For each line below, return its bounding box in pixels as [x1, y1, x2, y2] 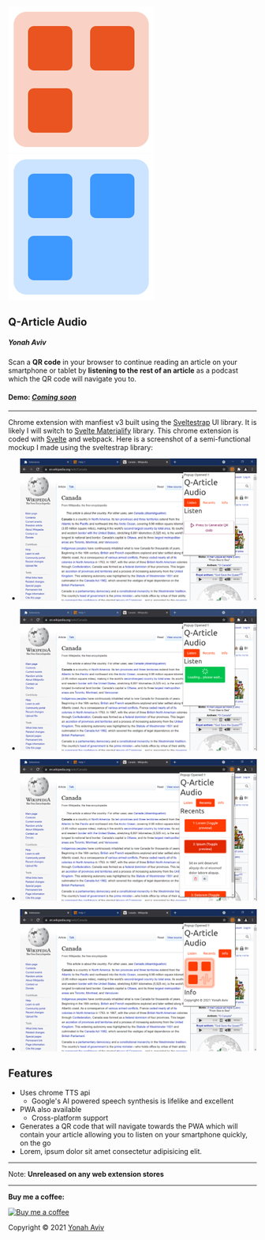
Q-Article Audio [8, 315, 88, 329]
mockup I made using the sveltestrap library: [8, 442, 154, 452]
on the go [19, 1138, 51, 1148]
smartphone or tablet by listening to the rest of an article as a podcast [8, 366, 239, 375]
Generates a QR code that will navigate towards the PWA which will [19, 1121, 238, 1131]
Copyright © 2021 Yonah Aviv [8, 1223, 105, 1232]
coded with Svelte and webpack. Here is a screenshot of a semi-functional [8, 434, 251, 444]
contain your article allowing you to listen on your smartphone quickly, [19, 1129, 248, 1139]
